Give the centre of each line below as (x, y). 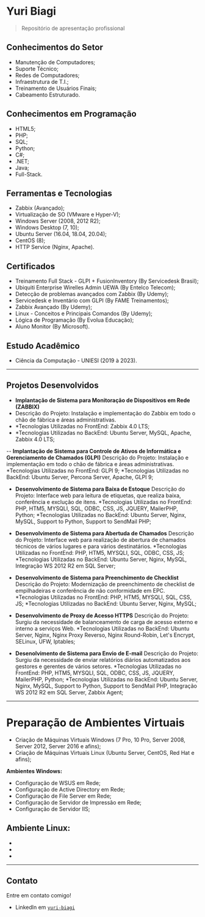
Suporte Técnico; (37, 69)
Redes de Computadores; (47, 75)
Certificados (31, 266)
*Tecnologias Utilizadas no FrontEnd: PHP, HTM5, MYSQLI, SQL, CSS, (103, 597)
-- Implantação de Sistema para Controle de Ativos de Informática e (94, 451)
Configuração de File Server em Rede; (63, 796)
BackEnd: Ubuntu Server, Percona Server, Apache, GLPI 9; (80, 477)
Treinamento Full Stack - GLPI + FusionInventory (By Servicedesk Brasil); (107, 281)
